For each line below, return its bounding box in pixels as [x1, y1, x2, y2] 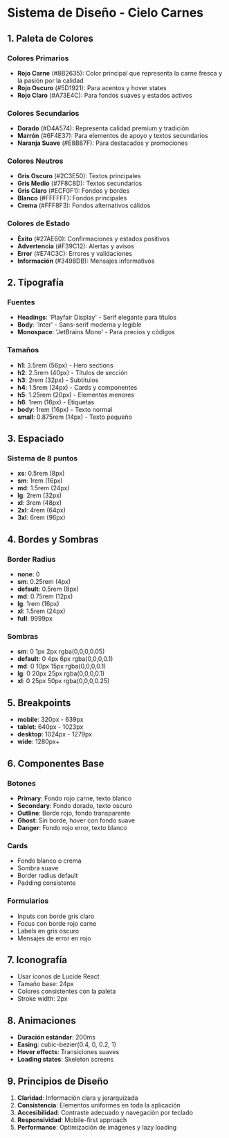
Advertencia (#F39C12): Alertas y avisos [17, 241, 135, 250]
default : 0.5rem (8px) [17, 585, 79, 594]
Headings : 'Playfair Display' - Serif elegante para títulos [17, 313, 177, 322]
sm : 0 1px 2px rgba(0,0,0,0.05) [17, 647, 105, 656]
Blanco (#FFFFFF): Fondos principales [17, 194, 127, 202]
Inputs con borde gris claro [17, 912, 95, 920]
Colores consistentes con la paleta [17, 987, 116, 996]
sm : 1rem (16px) [17, 476, 63, 485]
